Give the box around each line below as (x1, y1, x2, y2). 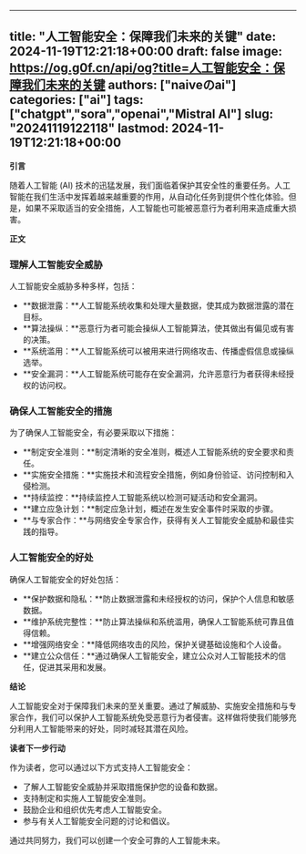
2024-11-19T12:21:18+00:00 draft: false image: (9, 44, 282, 59)
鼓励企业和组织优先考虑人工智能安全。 (22, 804, 167, 815)
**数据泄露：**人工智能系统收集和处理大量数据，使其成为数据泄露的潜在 (22, 300, 294, 311)
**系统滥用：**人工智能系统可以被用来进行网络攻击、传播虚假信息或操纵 (22, 345, 294, 356)
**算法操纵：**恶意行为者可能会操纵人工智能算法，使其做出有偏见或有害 (22, 323, 294, 334)
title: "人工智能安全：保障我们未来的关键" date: (9, 29, 276, 45)
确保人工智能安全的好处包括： (9, 573, 121, 584)
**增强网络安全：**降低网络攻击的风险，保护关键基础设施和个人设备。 (22, 639, 287, 650)
